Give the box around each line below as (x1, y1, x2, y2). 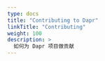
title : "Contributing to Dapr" (7, 17, 99, 24)
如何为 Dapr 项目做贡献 (13, 43, 75, 50)
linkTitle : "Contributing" (7, 23, 86, 30)
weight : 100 (7, 29, 42, 37)
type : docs (7, 10, 39, 18)
